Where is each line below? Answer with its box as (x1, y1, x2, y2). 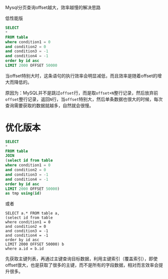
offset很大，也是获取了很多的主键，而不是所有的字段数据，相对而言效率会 (5, 262, 159, 268)
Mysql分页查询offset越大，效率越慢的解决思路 (5, 5, 101, 10)
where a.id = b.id (5, 246, 44, 252)
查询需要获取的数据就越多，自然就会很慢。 (5, 102, 94, 108)
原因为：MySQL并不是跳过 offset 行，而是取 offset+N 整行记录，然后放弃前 (5, 90, 158, 96)
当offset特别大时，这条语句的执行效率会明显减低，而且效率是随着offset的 (5, 72, 158, 78)
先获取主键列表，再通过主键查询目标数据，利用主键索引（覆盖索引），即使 (5, 256, 158, 262)
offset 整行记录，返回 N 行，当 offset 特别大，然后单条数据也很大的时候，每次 (5, 96, 163, 102)
